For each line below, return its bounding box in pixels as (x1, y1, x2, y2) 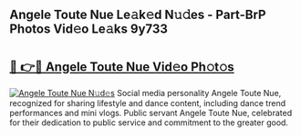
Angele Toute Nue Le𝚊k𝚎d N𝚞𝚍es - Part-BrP (9, 7, 266, 23)
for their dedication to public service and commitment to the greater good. (9, 117, 289, 128)
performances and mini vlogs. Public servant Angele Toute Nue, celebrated (9, 108, 293, 118)
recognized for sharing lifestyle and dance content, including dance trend (9, 98, 285, 108)
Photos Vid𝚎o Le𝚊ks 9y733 (9, 22, 169, 37)
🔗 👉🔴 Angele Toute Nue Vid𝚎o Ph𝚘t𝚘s (9, 59, 234, 74)
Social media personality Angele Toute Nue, (117, 88, 282, 98)
